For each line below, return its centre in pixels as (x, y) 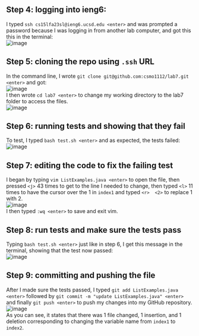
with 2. (15, 199)
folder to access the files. (37, 101)
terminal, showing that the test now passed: (60, 251)
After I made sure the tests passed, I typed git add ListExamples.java (92, 290)
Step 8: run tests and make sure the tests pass (94, 230)
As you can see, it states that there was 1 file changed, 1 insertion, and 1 (94, 315)
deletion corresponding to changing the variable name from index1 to (91, 321)
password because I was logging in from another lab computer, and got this (99, 30)
